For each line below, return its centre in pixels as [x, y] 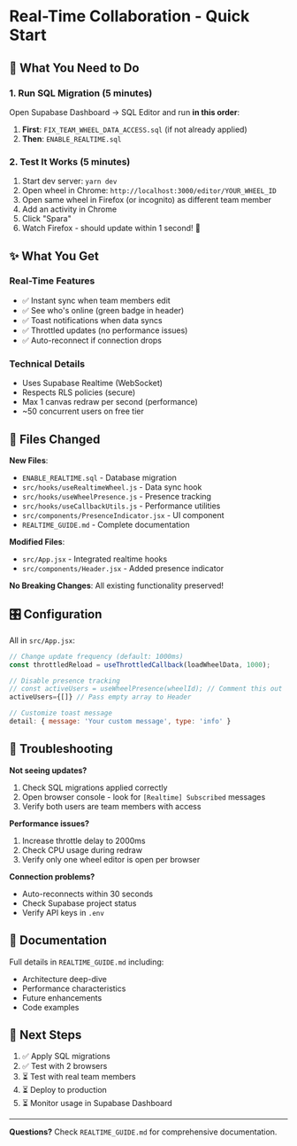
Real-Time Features [52, 281]
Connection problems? [52, 876]
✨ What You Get [54, 256]
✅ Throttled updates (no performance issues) [105, 330]
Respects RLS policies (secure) [79, 392]
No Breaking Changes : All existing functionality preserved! [116, 585]
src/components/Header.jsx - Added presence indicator [122, 568]
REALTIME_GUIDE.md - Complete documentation [106, 524]
